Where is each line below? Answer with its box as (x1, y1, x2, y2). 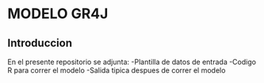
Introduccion (7, 36, 73, 50)
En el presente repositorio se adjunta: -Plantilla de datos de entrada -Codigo (7, 57, 257, 66)
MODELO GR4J (7, 5, 109, 23)
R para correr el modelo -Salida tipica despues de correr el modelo (7, 66, 226, 75)
